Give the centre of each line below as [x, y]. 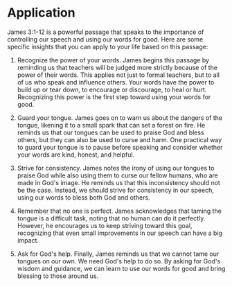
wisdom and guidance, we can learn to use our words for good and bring [121, 268]
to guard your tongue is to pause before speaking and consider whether [120, 147]
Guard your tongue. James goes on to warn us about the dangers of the [120, 118]
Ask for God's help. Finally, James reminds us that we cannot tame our [118, 254]
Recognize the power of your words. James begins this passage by [113, 60]
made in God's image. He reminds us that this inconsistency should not [118, 182]
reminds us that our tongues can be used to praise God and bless [110, 132]
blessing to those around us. [58, 276]
